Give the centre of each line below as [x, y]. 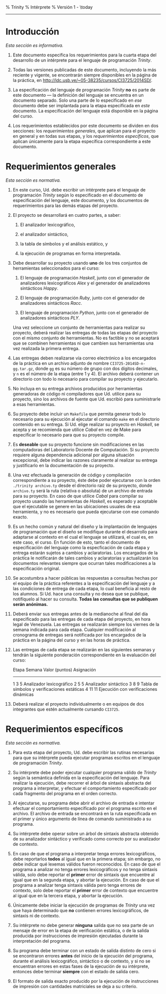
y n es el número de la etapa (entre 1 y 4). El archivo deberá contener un [86, 374]
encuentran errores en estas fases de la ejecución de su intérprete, [81, 966]
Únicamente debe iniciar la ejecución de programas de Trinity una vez [84, 905]
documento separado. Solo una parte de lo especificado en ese [77, 100]
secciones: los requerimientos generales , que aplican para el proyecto [84, 131]
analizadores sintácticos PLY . [50, 318]
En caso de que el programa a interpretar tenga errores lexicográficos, [84, 853]
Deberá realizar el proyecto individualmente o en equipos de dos [78, 704]
